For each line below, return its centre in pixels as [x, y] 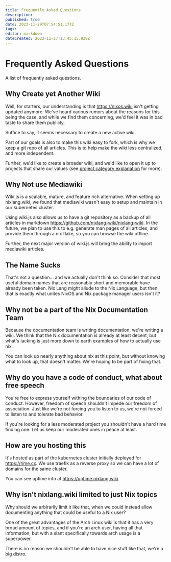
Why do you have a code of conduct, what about [84, 377]
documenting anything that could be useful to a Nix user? [66, 512]
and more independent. [30, 153]
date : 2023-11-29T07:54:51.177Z [40, 24]
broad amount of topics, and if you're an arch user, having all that [74, 528]
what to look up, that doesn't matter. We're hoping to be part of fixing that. [83, 362]
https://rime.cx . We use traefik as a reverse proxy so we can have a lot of [82, 463]
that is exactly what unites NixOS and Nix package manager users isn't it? [83, 294]
